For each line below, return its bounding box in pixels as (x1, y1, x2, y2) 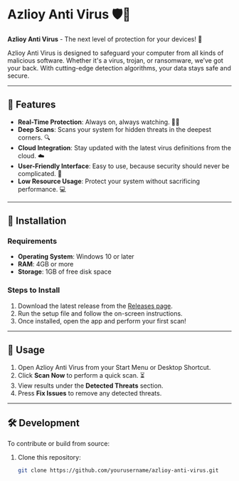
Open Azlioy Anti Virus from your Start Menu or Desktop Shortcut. (17, 363, 211, 371)
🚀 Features (7, 98, 56, 111)
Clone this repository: (17, 453, 81, 462)
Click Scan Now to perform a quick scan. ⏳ (17, 371, 145, 379)
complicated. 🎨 (17, 169, 63, 177)
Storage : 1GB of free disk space (17, 267, 112, 276)
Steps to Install (7, 285, 60, 295)
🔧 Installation (7, 215, 67, 227)
